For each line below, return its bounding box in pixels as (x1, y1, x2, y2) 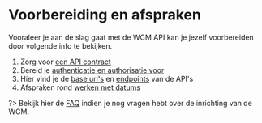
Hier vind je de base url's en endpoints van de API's (19, 74, 194, 83)
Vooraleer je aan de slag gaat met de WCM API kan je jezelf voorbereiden (8, 32, 254, 42)
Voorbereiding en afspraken (8, 6, 201, 24)
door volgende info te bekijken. (8, 40, 112, 50)
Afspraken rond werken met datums (19, 83, 140, 92)
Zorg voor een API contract (19, 57, 111, 66)
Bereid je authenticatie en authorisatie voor (19, 65, 165, 74)
